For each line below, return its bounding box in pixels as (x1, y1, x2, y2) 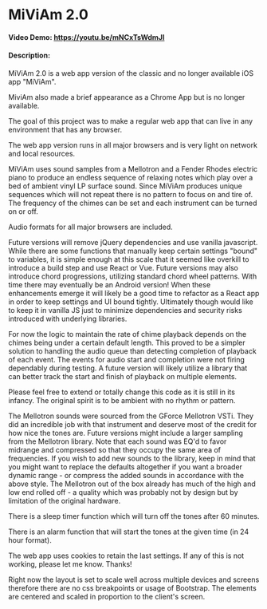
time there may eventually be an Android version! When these (8, 279, 211, 289)
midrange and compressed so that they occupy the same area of (8, 445, 222, 454)
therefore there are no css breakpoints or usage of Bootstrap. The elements (8, 583, 257, 592)
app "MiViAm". (8, 77, 57, 86)
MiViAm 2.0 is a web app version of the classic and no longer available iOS (8, 68, 253, 77)
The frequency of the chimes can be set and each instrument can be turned (8, 198, 257, 208)
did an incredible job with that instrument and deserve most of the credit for (8, 419, 257, 429)
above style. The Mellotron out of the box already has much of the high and (8, 479, 257, 488)
